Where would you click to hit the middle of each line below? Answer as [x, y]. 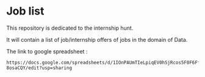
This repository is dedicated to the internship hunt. [70, 28]
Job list [25, 11]
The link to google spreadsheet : [47, 51]
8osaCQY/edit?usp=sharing [39, 68]
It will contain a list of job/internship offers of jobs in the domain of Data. [97, 39]
